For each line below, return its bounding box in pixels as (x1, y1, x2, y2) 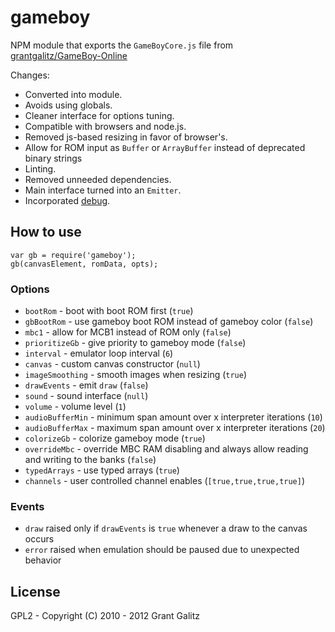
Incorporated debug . (24, 194, 111, 206)
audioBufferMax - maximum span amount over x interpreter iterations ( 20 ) (24, 422, 326, 434)
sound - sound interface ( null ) (24, 390, 149, 402)
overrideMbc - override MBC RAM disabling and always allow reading (24, 443, 309, 455)
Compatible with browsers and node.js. (24, 120, 187, 132)
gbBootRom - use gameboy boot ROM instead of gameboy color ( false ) (24, 316, 314, 328)
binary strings (24, 152, 83, 164)
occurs (24, 533, 55, 545)
